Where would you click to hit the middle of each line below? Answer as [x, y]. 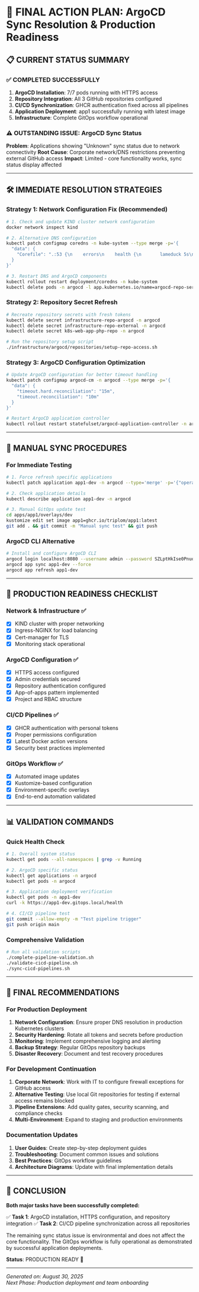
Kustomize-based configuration [53, 783]
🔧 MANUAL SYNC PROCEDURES [67, 448]
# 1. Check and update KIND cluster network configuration [81, 221]
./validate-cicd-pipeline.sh [42, 963]
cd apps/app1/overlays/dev [39, 515]
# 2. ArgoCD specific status [42, 870]
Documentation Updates [42, 1135]
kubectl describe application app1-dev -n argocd [69, 499]
